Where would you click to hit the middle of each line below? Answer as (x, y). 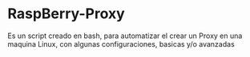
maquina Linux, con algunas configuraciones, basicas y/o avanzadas (121, 44)
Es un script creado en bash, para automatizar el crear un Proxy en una (125, 36)
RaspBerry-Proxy (66, 14)
